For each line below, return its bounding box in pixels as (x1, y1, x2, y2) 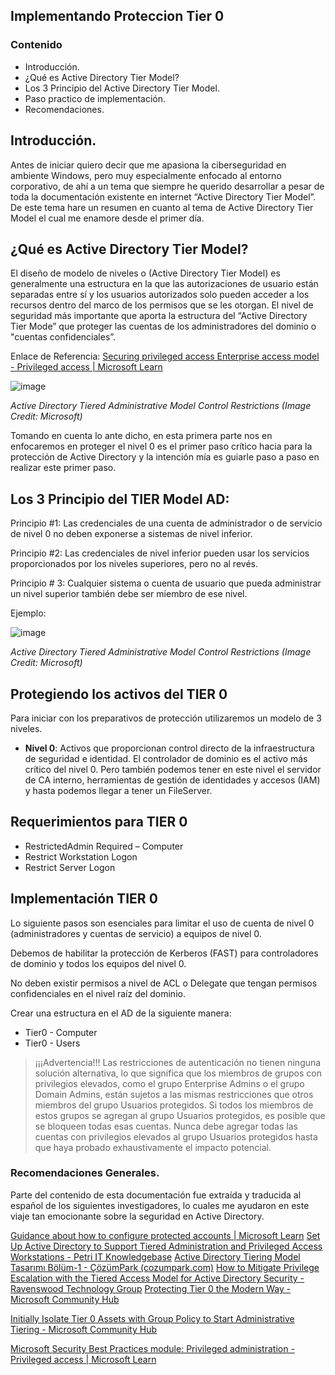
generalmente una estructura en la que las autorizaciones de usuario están (10, 278, 319, 290)
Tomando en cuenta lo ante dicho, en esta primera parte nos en (10, 430, 273, 442)
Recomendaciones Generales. (10, 1166, 160, 1180)
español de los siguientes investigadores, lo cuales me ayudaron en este (10, 1199, 310, 1211)
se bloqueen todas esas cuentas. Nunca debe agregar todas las (34, 1120, 298, 1132)
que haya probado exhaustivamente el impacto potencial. (34, 1141, 272, 1153)
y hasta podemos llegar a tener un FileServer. (24, 784, 213, 796)
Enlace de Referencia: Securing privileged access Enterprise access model (10, 350, 320, 363)
